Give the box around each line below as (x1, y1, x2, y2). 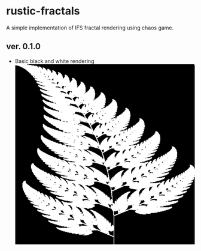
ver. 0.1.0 (6, 41, 41, 52)
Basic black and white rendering (14, 57, 95, 64)
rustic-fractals (6, 4, 80, 18)
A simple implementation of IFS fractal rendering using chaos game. (6, 24, 174, 31)
